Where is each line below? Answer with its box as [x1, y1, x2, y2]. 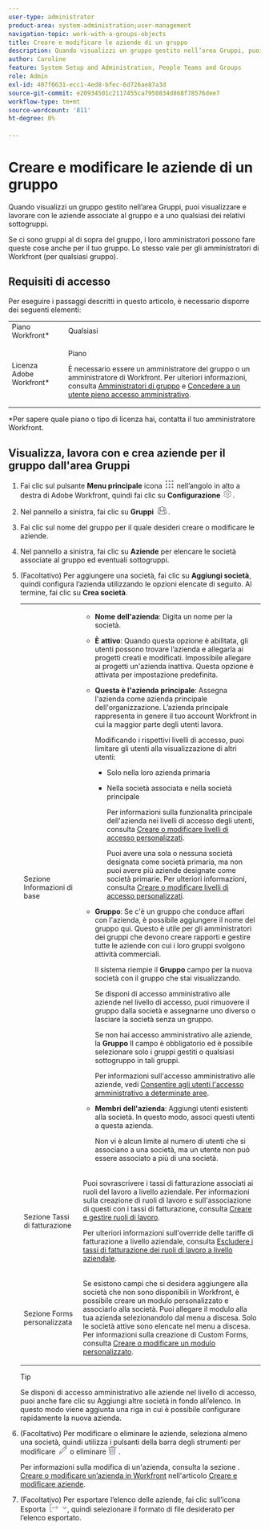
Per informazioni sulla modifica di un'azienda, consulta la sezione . [19, 1462, 240, 1471]
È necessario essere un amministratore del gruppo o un [67, 363, 251, 373]
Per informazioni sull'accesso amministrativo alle [94, 1071, 255, 1081]
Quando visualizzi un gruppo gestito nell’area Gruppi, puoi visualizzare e [8, 201, 247, 212]
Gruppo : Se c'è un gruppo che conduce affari [94, 907, 245, 916]
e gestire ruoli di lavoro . [82, 1212, 160, 1223]
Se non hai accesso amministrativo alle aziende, [94, 1029, 253, 1039]
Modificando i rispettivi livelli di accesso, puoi [94, 735, 244, 745]
